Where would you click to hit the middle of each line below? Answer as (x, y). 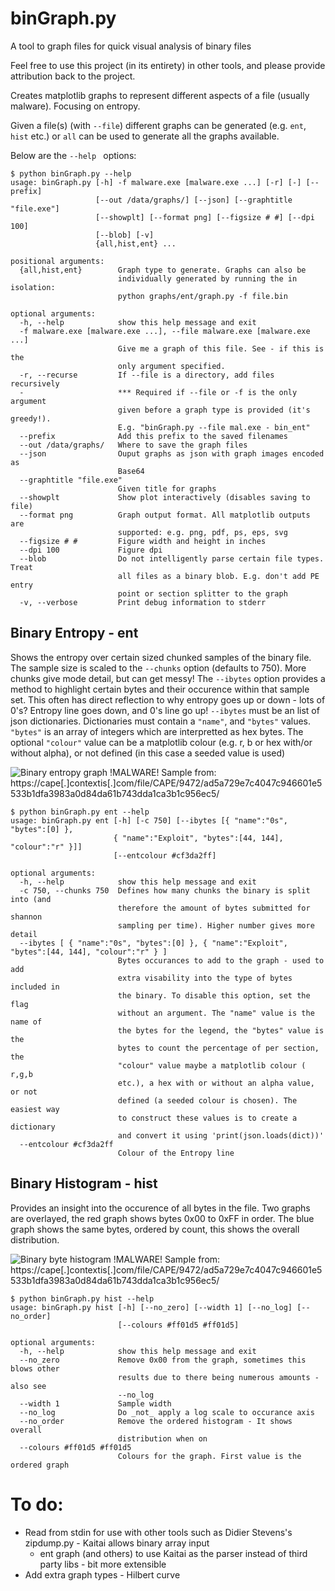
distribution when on (162, 1438)
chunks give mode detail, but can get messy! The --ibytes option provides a (168, 678)
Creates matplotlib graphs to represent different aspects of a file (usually (160, 95)
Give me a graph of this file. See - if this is (221, 348)
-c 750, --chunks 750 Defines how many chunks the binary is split (165, 890)
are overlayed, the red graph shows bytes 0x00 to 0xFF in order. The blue (162, 1218)
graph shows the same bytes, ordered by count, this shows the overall (155, 1229)
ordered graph (40, 1465)
